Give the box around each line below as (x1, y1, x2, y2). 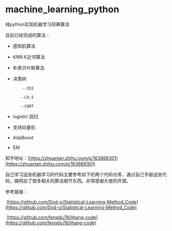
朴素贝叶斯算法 (12, 65, 45, 71)
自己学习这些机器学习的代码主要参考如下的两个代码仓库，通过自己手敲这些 (5, 171, 162, 177)
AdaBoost (12, 134, 34, 140)
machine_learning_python (5, 4, 119, 15)
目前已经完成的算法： (5, 32, 50, 38)
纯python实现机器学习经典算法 (5, 21, 70, 27)
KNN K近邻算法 (12, 54, 45, 60)
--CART (19, 103, 34, 109)
